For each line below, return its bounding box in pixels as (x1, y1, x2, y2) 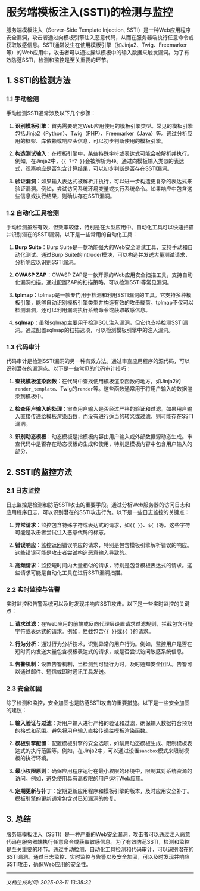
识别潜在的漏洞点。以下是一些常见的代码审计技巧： (6, 365, 132, 372)
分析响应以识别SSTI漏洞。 (14, 258, 79, 266)
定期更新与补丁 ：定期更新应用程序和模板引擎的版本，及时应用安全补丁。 (14, 787, 192, 794)
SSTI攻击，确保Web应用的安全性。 (6, 861, 92, 868)
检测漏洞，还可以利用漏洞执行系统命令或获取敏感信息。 (14, 306, 151, 314)
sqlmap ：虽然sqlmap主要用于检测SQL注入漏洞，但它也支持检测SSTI (14, 319, 183, 326)
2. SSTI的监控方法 (6, 467, 73, 477)
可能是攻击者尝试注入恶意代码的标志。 (14, 529, 109, 536)
